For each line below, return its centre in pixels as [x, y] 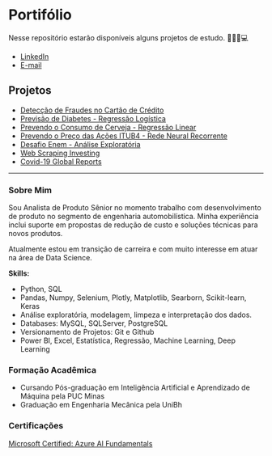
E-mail [31, 65]
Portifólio [40, 15]
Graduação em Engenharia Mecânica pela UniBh [101, 405]
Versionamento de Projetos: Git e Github [87, 332]
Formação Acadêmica [53, 369]
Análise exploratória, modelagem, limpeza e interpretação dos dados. [136, 315]
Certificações [36, 426]
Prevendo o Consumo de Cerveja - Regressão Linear [108, 127]
